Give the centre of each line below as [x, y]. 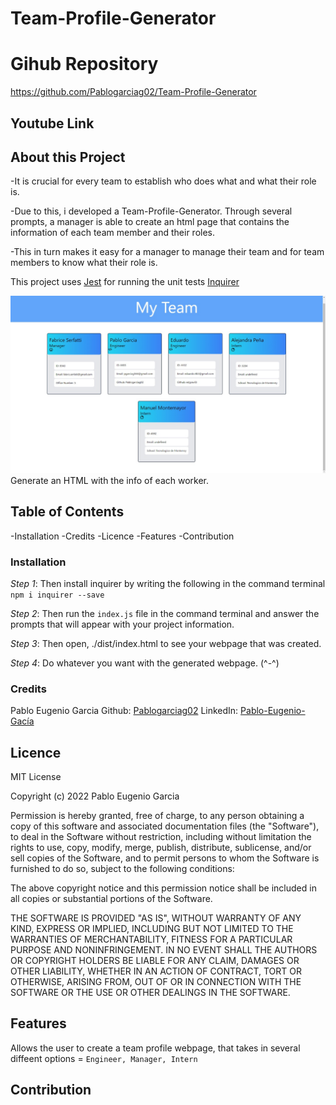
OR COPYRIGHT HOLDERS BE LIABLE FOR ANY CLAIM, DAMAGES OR [155, 961]
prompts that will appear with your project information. [122, 624]
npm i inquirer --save [57, 595]
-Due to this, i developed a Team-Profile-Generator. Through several [151, 211]
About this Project [68, 157]
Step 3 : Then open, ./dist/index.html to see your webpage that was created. [166, 643]
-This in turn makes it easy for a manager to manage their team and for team [167, 252]
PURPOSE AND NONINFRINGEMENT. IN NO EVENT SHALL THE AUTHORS [164, 950]
